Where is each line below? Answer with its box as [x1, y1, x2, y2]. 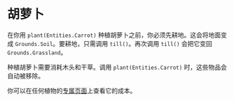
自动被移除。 [7, 71, 44, 80]
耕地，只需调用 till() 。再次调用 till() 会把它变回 [64, 39, 212, 47]
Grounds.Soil [15, 40, 53, 47]
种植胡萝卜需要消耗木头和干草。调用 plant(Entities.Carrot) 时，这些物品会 [7, 63, 228, 71]
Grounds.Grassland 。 [7, 48, 67, 56]
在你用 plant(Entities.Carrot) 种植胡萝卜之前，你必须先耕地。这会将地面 [7, 31, 221, 39]
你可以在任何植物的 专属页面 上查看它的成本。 [7, 86, 137, 95]
